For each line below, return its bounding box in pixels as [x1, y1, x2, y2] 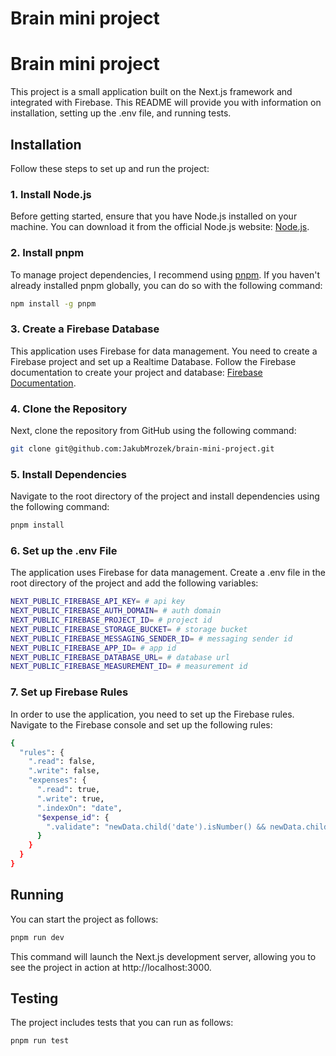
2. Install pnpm [10, 246, 85, 260]
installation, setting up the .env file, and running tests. [10, 107, 232, 119]
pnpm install [10, 520, 65, 531]
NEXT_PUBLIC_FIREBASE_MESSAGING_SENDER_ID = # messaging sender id [10, 633, 293, 644]
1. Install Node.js [10, 187, 92, 201]
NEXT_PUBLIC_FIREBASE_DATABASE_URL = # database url [10, 652, 230, 662]
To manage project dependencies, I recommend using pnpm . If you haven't [10, 268, 321, 281]
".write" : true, [36, 793, 105, 804]
